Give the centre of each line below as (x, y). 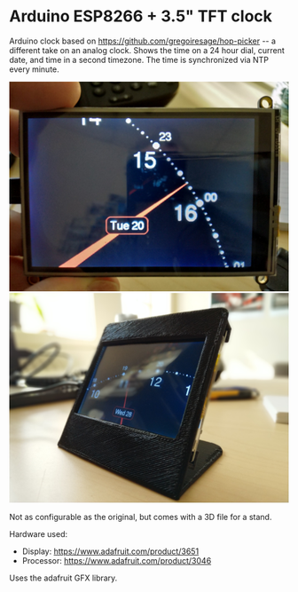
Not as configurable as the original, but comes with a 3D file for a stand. (141, 517)
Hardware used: (39, 533)
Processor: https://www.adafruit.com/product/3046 (117, 560)
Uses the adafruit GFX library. (63, 578)
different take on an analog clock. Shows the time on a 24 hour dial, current (147, 50)
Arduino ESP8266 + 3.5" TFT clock (141, 16)
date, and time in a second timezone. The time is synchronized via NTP (139, 59)
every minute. (34, 69)
